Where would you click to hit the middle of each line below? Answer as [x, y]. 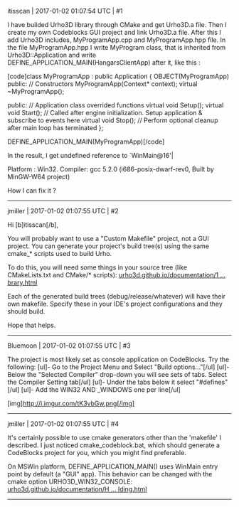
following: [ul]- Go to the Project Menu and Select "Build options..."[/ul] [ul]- [118, 367]
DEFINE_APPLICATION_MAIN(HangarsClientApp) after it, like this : [104, 63]
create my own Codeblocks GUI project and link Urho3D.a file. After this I [115, 32]
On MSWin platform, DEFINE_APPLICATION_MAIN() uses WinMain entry [113, 466]
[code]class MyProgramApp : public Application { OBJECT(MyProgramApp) [118, 76]
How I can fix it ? [32, 191]
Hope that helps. [32, 325]
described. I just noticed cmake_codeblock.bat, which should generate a [114, 445]
